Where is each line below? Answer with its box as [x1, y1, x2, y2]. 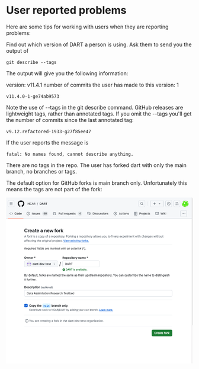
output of [6, 47, 29, 54]
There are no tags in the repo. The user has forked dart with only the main [6, 161, 187, 169]
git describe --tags [6, 59, 57, 65]
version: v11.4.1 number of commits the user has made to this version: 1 [6, 81, 179, 88]
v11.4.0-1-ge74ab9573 [6, 93, 60, 100]
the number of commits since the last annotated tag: [6, 116, 134, 123]
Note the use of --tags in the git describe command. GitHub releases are [6, 104, 184, 111]
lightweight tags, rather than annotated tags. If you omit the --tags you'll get [6, 110, 192, 117]
